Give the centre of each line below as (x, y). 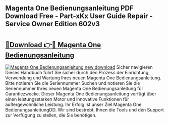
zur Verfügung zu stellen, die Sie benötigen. (51, 115)
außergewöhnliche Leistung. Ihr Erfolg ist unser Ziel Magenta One (73, 104)
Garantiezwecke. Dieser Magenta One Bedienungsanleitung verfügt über (81, 94)
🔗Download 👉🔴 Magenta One (53, 45)
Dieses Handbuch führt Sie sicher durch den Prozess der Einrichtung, (77, 73)
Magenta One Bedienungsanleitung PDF (69, 8)
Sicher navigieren (134, 67)
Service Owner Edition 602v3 (52, 24)
